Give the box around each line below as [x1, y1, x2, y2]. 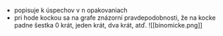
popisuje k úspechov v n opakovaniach [13, 6, 128, 14]
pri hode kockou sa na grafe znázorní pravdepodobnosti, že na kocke [13, 13, 217, 22]
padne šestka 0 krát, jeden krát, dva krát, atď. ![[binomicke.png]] [13, 21, 203, 29]
